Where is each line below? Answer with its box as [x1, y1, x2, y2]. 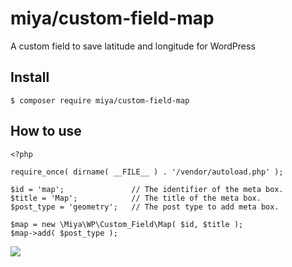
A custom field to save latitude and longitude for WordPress [10, 40, 256, 52]
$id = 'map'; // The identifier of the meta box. [10, 184, 284, 194]
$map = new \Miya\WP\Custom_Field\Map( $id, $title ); [10, 219, 244, 229]
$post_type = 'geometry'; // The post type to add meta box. [10, 202, 280, 212]
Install [10, 69, 50, 86]
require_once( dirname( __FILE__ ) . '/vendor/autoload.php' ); [10, 167, 284, 177]
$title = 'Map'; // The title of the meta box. [10, 193, 262, 203]
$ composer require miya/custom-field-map [10, 95, 190, 106]
